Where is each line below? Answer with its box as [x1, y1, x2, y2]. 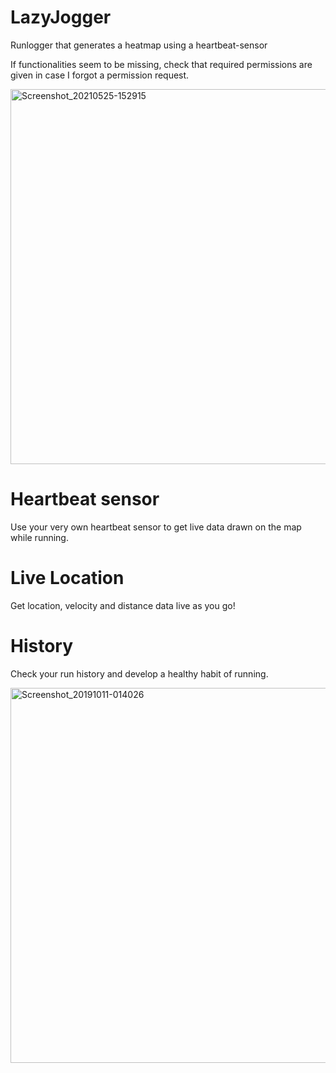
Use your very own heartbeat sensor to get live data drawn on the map [10, 521, 302, 533]
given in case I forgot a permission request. [10, 69, 190, 81]
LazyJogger [10, 6, 112, 29]
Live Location [10, 567, 125, 590]
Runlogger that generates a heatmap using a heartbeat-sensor [10, 39, 268, 51]
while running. [10, 531, 69, 543]
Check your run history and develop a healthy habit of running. [10, 667, 269, 680]
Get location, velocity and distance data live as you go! [10, 599, 236, 611]
